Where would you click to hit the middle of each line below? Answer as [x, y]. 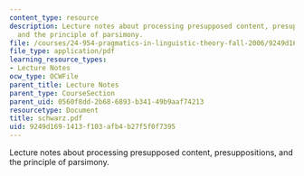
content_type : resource [54, 18]
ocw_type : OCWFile [44, 77]
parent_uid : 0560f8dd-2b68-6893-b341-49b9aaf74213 [107, 102]
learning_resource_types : [58, 60]
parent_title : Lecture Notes [64, 85]
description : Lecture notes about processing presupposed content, [139, 26]
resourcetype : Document [54, 110]
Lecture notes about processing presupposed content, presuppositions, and [152, 153]
